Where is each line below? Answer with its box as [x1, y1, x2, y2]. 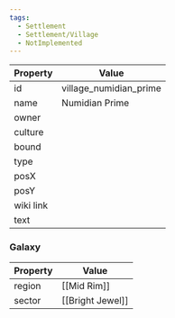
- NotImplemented [17, 38, 83, 48]
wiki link [14, 199, 48, 212]
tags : [9, 13, 30, 23]
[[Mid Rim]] [61, 279, 111, 292]
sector [14, 294, 41, 306]
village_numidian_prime [61, 82, 162, 95]
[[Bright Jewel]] [61, 294, 129, 306]
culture [14, 126, 44, 139]
